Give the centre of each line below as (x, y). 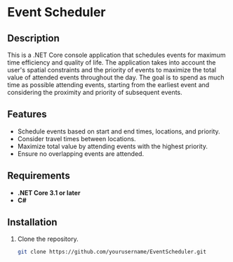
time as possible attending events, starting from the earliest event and (108, 85)
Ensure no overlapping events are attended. (81, 153)
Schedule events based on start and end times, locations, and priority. (119, 131)
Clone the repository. (48, 239)
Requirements (39, 176)
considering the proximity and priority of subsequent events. (95, 92)
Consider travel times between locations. (76, 138)
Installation (32, 222)
